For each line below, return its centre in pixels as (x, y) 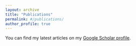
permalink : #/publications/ (35, 19)
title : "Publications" (29, 14)
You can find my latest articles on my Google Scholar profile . (68, 38)
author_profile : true (28, 24)
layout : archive (22, 10)
